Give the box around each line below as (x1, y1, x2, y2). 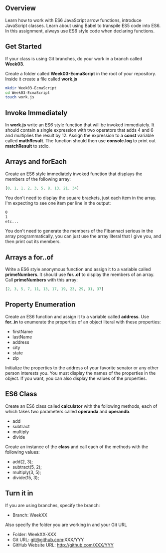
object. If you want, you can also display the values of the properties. (5, 375, 147, 381)
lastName (12, 334, 32, 340)
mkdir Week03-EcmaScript (5, 85, 57, 90)
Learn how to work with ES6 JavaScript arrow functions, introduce (5, 17, 142, 23)
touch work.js (5, 95, 35, 100)
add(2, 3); (12, 459, 33, 465)
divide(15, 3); (12, 474, 39, 481)
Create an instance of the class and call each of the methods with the (5, 444, 149, 450)
